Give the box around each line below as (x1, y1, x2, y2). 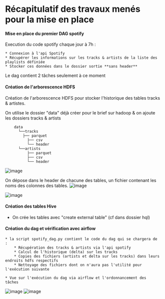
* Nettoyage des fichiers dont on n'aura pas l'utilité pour (14, 262, 142, 267)
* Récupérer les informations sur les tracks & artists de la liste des (5, 55, 158, 60)
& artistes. (5, 100, 26, 106)
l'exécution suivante (5, 267, 50, 272)
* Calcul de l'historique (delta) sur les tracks (14, 250, 118, 255)
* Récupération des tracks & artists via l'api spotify (14, 245, 132, 250)
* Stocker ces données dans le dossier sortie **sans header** (5, 64, 138, 69)
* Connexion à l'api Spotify (5, 51, 65, 56)
